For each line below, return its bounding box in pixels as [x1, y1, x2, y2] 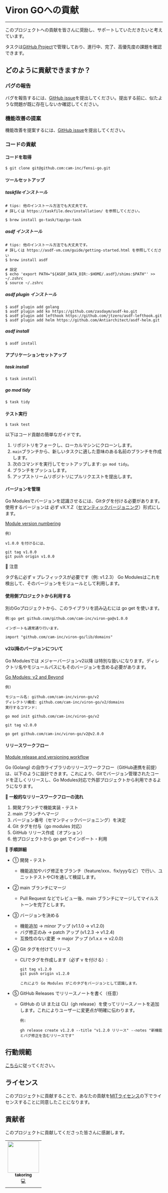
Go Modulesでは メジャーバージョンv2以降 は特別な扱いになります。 [5, 657, 146, 663]
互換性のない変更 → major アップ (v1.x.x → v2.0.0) [19, 936, 123, 942]
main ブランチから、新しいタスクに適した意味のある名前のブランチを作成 [12, 448, 162, 454]
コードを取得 [5, 154, 31, 160]
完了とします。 [37, 902, 68, 908]
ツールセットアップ [5, 177, 45, 183]
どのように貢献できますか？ [5, 66, 91, 75]
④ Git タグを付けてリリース [12, 946, 71, 952]
